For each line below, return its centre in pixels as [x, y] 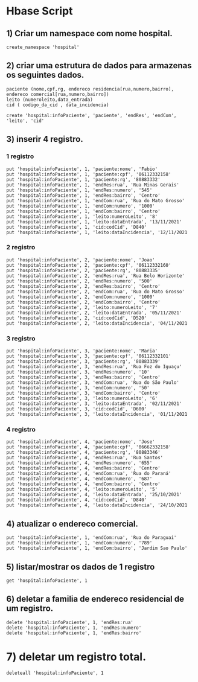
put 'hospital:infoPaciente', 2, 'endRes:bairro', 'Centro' [84, 286]
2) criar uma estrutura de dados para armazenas [99, 65]
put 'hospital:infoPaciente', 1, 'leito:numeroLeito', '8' [82, 216]
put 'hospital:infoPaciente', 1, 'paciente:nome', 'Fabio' [82, 169]
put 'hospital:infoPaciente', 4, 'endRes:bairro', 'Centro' [84, 468]
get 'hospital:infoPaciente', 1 [47, 581]
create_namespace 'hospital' [43, 47]
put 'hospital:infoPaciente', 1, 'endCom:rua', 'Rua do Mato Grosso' [96, 200]
